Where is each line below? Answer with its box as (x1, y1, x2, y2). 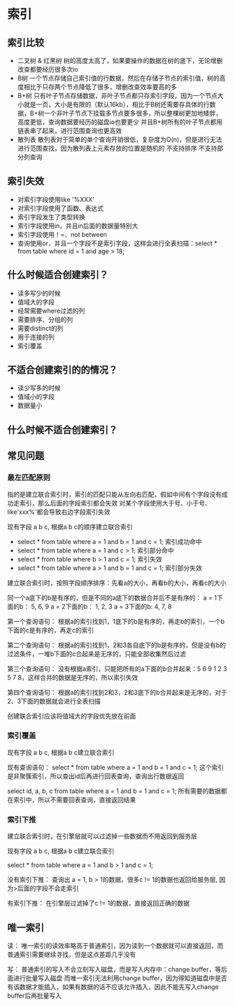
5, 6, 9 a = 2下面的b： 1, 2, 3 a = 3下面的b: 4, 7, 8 (31, 602, 172, 611)
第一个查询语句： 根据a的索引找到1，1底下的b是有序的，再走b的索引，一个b (7, 617, 225, 625)
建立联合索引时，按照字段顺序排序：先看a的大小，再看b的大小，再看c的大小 (7, 578, 227, 587)
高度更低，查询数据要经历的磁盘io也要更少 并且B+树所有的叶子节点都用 (17, 118, 222, 126)
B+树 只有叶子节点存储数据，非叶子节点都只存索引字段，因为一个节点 (17, 92, 218, 100)
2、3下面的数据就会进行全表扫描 (7, 697, 101, 705)
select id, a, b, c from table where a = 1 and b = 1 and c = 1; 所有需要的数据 (7, 787, 222, 795)
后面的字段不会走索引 (17, 884, 79, 892)
